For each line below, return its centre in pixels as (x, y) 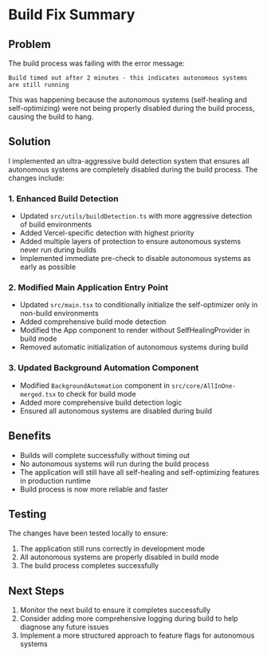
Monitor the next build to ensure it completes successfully (115, 610)
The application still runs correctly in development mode (112, 549)
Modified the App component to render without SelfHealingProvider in (135, 330)
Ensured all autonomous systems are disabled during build (116, 411)
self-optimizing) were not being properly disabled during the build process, (132, 108)
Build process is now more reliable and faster (94, 489)
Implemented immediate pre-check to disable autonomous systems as (135, 259)
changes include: (37, 178)
